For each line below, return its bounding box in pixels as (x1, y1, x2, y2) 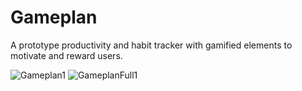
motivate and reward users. (10, 49, 123, 61)
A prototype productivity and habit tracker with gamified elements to (10, 39, 293, 51)
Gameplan (10, 6, 98, 29)
